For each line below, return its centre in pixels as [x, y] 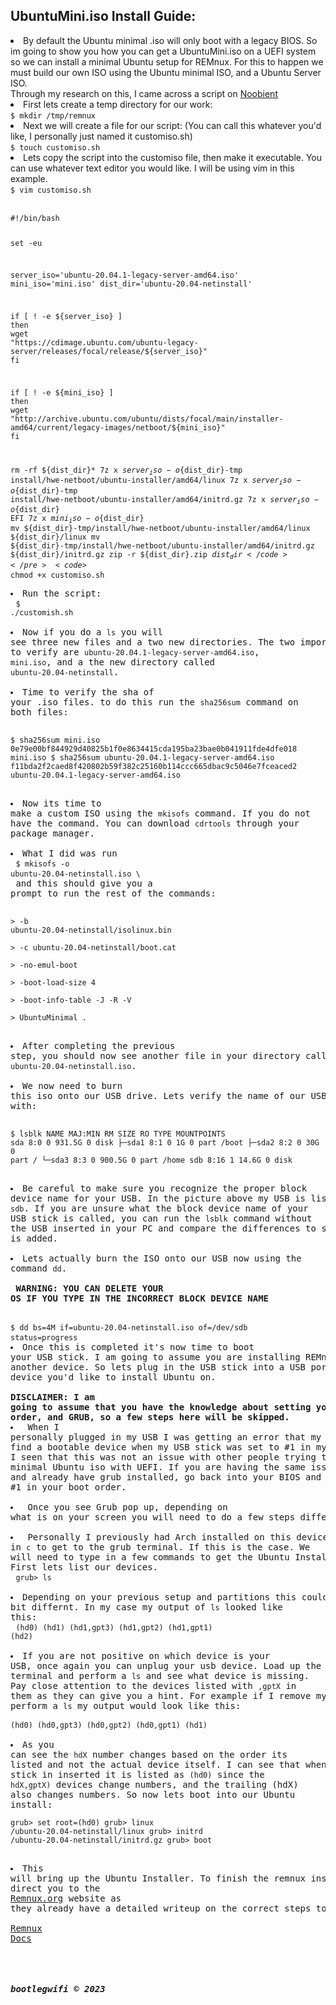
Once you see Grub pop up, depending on [127, 1507]
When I [43, 1427]
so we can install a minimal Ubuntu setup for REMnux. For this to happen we [167, 61]
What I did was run [70, 853]
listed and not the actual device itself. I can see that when [168, 1764]
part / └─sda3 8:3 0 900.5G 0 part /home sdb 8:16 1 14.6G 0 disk [151, 1160]
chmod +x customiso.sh [57, 575]
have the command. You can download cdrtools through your [155, 823]
